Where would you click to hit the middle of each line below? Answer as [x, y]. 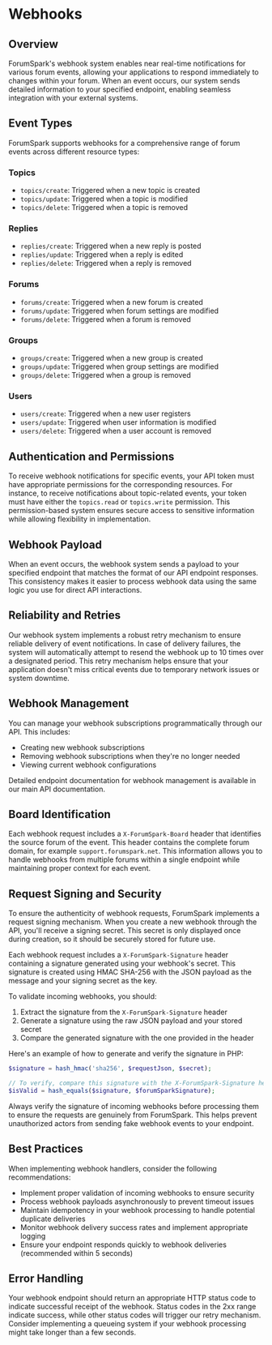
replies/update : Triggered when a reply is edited [102, 255]
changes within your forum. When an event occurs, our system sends [124, 81]
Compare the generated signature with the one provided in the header [137, 1038]
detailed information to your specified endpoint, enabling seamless [120, 89]
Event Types [40, 124]
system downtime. [39, 678]
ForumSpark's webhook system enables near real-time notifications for [127, 63]
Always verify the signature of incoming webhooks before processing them [134, 1106]
